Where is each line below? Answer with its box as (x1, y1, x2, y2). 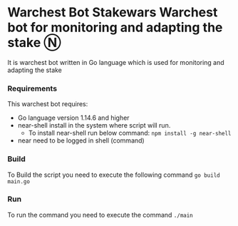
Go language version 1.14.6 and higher (17, 113, 130, 122)
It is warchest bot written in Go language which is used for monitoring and (7, 58, 224, 66)
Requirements (7, 83, 58, 93)
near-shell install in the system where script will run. (17, 121, 171, 130)
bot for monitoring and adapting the (7, 19, 223, 36)
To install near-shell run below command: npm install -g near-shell (28, 129, 232, 138)
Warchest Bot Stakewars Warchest (7, 4, 218, 21)
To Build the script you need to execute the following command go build (7, 170, 221, 179)
